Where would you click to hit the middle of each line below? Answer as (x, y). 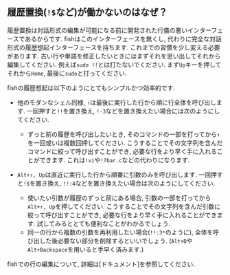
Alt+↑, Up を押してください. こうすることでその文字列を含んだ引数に (124, 206)
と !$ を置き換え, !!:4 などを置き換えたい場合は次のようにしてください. (116, 183)
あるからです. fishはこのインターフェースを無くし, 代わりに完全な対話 (123, 38)
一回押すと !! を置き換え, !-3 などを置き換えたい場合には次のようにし (123, 111)
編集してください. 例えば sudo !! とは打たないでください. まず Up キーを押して (114, 65)
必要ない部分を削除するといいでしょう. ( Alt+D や (125, 241)
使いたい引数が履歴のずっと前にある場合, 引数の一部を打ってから (119, 197)
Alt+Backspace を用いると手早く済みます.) (85, 249)
